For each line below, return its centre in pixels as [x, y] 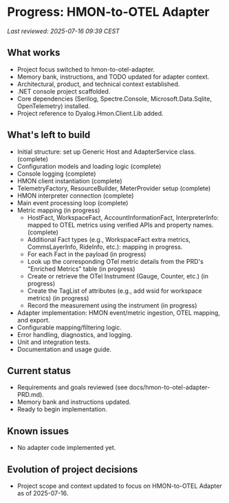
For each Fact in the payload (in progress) [87, 254]
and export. [33, 320]
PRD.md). [31, 395]
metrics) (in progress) [58, 298]
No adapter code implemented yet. [66, 448]
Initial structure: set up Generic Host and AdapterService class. [106, 152]
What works [34, 53]
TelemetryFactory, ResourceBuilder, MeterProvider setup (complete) [114, 188]
